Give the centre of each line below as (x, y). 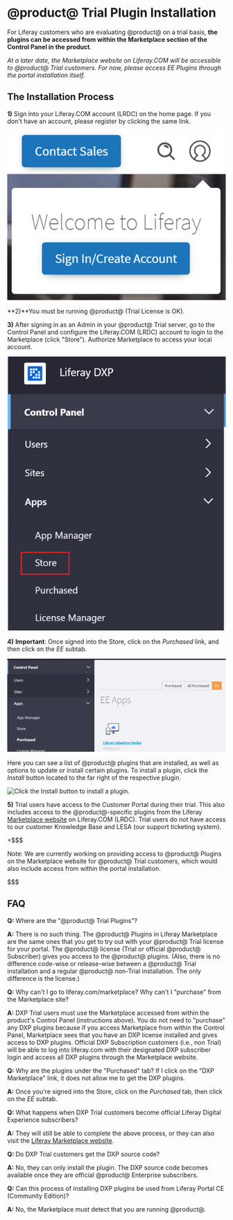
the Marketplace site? (38, 999)
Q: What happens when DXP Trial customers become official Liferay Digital (114, 1112)
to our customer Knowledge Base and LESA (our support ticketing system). (114, 826)
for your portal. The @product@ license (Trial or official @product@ (104, 949)
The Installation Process (61, 97)
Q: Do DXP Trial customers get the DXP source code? (84, 1154)
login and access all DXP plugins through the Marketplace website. (103, 1057)
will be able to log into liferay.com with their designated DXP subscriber (109, 1050)
